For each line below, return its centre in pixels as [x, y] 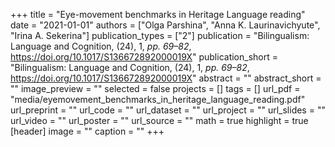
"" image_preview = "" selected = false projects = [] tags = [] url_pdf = [155, 88]
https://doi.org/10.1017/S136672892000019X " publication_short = [144, 57]
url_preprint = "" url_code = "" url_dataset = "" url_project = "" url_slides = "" [168, 110]
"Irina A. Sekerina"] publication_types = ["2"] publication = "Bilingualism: [160, 35]
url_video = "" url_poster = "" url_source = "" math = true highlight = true [159, 120]
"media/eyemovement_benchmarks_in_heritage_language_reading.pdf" [158, 99]
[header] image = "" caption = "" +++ [87, 131]
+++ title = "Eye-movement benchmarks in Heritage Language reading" [158, 14]
